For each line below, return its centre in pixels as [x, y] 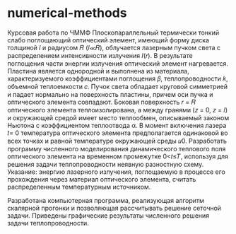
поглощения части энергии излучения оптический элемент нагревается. [118, 63]
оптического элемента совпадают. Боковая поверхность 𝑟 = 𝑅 [102, 102]
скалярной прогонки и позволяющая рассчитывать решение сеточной [114, 208]
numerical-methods [67, 13]
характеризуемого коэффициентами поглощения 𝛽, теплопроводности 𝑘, [118, 78]
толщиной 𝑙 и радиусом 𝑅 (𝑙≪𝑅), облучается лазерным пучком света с [114, 47]
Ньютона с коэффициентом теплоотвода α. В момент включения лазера [117, 125]
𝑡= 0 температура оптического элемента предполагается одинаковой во [118, 133]
